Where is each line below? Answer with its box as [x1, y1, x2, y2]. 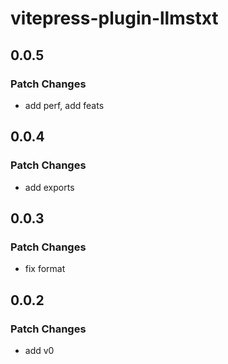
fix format [24, 263, 66, 275]
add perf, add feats [24, 99, 105, 111]
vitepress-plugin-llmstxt [10, 7, 219, 30]
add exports [24, 181, 75, 193]
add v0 [24, 344, 55, 356]
